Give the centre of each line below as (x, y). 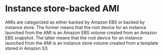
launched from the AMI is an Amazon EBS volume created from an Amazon (81, 32)
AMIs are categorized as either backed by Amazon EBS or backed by (75, 22)
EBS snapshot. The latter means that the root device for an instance (74, 38)
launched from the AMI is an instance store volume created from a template (82, 43)
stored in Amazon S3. (27, 48)
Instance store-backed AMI (62, 9)
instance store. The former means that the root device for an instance (76, 27)
